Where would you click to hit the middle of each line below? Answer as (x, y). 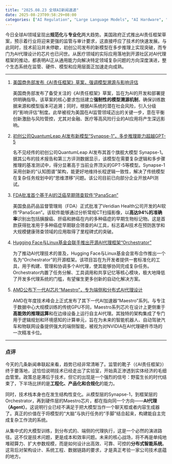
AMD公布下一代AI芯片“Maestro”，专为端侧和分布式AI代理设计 (78, 290)
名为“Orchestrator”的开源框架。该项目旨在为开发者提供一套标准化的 (84, 260)
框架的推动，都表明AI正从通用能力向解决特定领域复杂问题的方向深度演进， (84, 60)
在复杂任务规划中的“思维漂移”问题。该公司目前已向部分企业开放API (83, 178)
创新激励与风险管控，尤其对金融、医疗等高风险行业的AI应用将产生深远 (87, 119)
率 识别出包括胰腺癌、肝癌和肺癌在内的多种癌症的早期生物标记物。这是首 (89, 219)
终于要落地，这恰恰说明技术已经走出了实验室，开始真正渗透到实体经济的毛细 (86, 370)
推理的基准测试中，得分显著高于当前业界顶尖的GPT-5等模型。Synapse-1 (89, 165)
